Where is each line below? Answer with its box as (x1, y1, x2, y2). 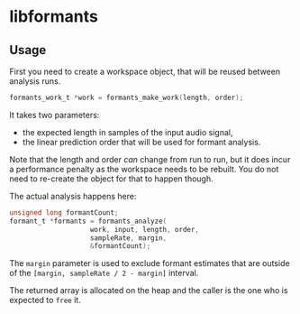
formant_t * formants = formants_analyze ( (9, 217, 168, 226)
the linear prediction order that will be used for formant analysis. (22, 136, 261, 147)
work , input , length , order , (89, 225, 200, 234)
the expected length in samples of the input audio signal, (22, 126, 233, 137)
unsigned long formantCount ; (9, 208, 119, 217)
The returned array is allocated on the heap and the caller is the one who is (9, 285, 288, 296)
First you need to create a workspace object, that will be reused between (9, 66, 281, 77)
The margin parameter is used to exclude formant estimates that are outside (9, 258, 290, 269)
